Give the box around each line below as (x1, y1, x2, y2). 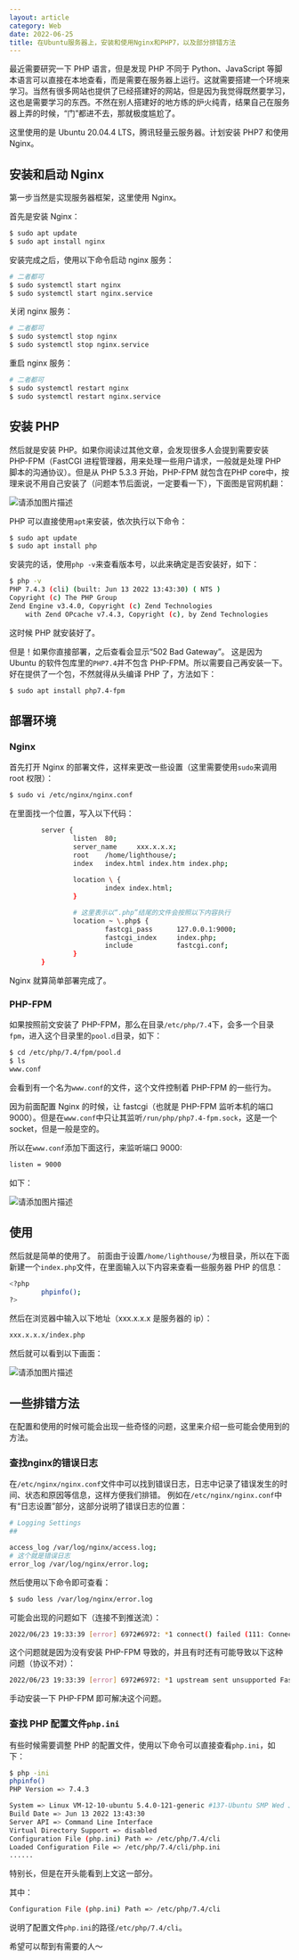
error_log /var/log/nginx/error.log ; (9, 1560, 149, 1569)
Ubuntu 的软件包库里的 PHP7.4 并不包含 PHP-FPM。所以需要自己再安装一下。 (9, 657, 287, 668)
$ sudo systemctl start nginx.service (9, 289, 153, 298)
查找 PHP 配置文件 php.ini (9, 1717, 120, 1730)
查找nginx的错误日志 (9, 1456, 99, 1469)
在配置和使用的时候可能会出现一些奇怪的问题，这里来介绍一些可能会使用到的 (9, 1421, 290, 1431)
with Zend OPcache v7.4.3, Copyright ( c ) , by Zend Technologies (25, 610, 269, 619)
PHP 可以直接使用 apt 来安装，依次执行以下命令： (9, 515, 188, 526)
